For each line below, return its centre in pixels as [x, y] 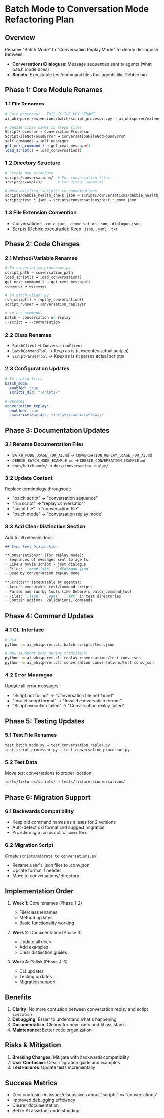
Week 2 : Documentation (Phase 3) [47, 933]
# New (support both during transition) [47, 653]
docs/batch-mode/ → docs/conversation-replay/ [60, 466]
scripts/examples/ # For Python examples [54, 182]
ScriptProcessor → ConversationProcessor [48, 132]
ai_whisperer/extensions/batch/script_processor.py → [61, 119]
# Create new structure [29, 173]
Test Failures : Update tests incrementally [54, 1067]
